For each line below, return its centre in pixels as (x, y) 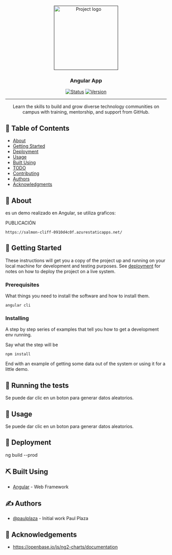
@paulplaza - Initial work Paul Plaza (50, 518)
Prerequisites (22, 284)
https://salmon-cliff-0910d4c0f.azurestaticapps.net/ (64, 232)
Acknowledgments (33, 184)
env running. (19, 335)
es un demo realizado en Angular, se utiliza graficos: (61, 213)
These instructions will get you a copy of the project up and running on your (85, 260)
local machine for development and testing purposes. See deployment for (83, 266)
